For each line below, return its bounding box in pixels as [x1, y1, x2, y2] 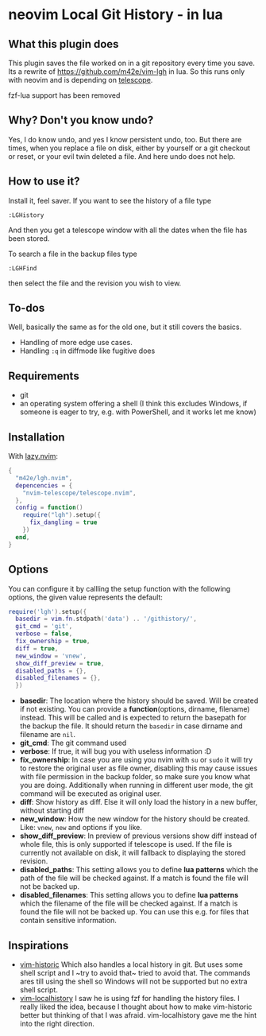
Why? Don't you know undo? [8, 114, 154, 127]
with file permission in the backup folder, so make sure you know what [19, 772, 251, 782]
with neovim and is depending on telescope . [8, 76, 153, 84]
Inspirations [8, 938, 69, 952]
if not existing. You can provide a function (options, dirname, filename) [19, 704, 250, 714]
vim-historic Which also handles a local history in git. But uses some [19, 960, 244, 969]
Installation [8, 430, 65, 444]
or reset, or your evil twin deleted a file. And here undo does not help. [8, 151, 236, 161]
